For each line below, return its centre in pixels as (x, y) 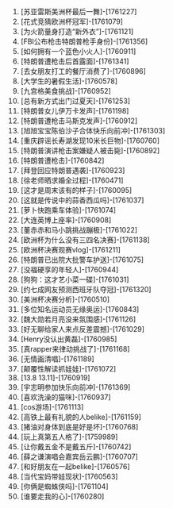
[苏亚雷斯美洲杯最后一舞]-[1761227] (79, 12)
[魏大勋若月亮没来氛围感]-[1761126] (78, 319)
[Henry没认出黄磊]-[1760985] (69, 339)
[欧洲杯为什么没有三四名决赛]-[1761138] (85, 240)
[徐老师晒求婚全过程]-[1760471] (72, 180)
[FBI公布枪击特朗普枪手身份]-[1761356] (84, 41)
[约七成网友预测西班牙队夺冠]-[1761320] (86, 289)
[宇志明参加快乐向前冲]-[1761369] (75, 387)
